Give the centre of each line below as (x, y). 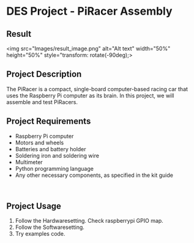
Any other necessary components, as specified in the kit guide (94, 175)
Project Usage (34, 206)
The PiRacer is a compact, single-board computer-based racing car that (97, 89)
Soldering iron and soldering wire (57, 155)
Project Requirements (49, 121)
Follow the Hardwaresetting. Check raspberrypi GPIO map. (89, 221)
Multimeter (29, 162)
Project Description (44, 74)
